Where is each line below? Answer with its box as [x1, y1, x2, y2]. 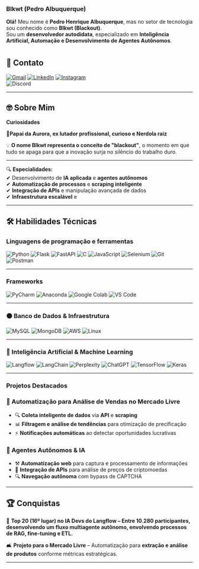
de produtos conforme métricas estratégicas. [6, 550, 118, 557]
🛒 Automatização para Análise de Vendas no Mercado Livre [6, 398, 181, 406]
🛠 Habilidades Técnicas [6, 217, 97, 227]
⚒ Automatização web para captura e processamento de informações [14, 459, 188, 467]
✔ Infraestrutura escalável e [6, 193, 77, 200]
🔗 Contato [6, 58, 44, 68]
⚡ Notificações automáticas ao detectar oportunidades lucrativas [14, 429, 176, 436]
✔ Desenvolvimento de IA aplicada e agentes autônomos [6, 174, 148, 181]
